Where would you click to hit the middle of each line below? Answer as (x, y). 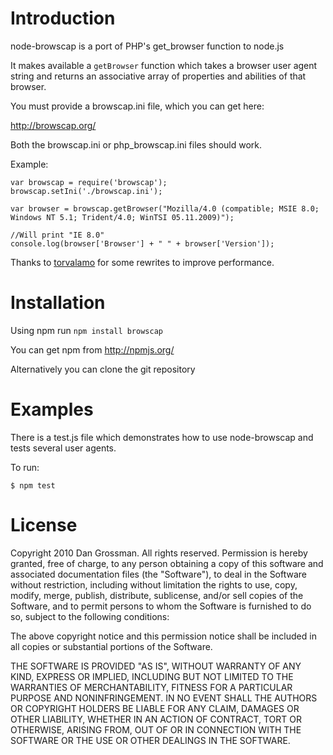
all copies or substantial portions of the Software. (111, 646)
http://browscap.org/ (53, 125)
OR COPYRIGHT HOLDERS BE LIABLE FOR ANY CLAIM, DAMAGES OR (155, 708)
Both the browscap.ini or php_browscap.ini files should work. (136, 144)
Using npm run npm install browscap (86, 330)
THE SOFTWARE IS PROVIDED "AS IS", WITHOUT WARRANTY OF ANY (156, 666)
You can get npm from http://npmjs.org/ (92, 349)
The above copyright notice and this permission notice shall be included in (163, 636)
